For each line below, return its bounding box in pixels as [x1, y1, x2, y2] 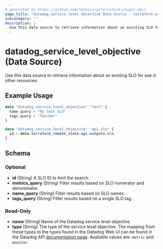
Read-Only [5, 207, 32, 214]
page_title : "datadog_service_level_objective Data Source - [5, 12, 131, 17]
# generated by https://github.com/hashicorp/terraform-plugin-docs [5, 7, 147, 12]
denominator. [12, 185, 39, 191]
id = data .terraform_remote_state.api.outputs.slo [9, 132, 114, 136]
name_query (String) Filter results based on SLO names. [12, 190, 125, 196]
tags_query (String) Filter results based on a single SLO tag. [12, 195, 132, 201]
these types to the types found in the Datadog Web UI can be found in [12, 229, 152, 234]
